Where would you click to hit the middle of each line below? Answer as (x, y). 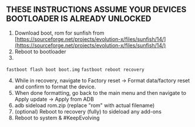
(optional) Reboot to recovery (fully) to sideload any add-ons (88, 111)
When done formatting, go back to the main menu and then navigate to (100, 92)
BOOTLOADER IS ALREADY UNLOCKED (79, 19)
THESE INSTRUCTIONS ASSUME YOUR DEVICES (96, 10)
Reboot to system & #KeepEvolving (57, 118)
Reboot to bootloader (40, 52)
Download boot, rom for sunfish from (59, 33)
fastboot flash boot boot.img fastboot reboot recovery (75, 70)
